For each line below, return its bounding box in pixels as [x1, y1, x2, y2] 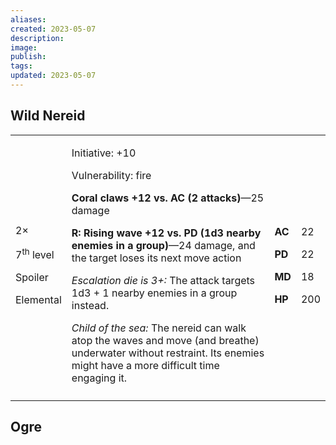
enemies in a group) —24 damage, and [71, 238, 256, 252]
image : [10, 42, 38, 53]
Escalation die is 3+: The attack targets [71, 273, 256, 287]
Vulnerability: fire [71, 168, 152, 182]
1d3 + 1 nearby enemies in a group [71, 286, 238, 300]
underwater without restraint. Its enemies [71, 346, 265, 360]
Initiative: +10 [71, 146, 137, 160]
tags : [10, 61, 33, 71]
